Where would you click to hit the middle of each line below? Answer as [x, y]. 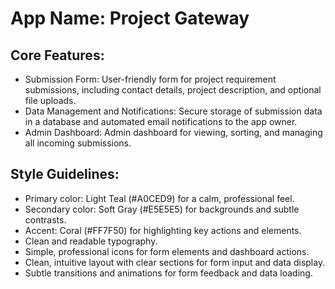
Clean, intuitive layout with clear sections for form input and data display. [175, 262]
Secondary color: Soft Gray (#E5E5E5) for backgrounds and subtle [162, 209]
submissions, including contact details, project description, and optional [173, 90]
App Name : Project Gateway [130, 18]
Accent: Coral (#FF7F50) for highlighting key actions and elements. [163, 230]
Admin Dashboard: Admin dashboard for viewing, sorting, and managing [173, 132]
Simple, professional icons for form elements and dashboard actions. [167, 251]
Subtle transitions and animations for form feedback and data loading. [168, 273]
